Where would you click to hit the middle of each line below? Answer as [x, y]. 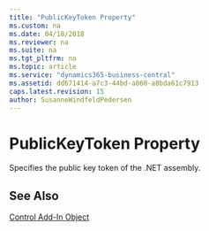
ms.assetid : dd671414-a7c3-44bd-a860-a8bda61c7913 [104, 83]
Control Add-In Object [49, 217]
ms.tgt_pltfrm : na [43, 58]
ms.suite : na [33, 50]
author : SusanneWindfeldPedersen [71, 100]
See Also [34, 196]
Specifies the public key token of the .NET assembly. [105, 168]
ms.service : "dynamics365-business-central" [92, 75]
